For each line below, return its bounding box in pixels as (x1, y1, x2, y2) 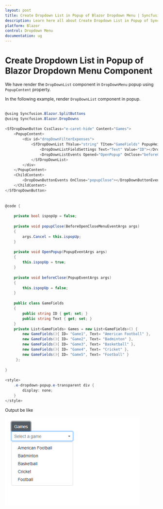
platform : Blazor (5, 23, 40, 28)
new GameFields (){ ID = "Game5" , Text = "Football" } (22, 352, 130, 357)
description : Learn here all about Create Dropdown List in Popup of (5, 18, 149, 23)
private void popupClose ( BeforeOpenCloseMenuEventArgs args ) (14, 224, 140, 229)
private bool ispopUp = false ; (14, 214, 77, 219)
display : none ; (22, 388, 53, 393)
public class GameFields (14, 301, 64, 306)
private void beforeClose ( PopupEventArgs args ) (14, 275, 112, 280)
